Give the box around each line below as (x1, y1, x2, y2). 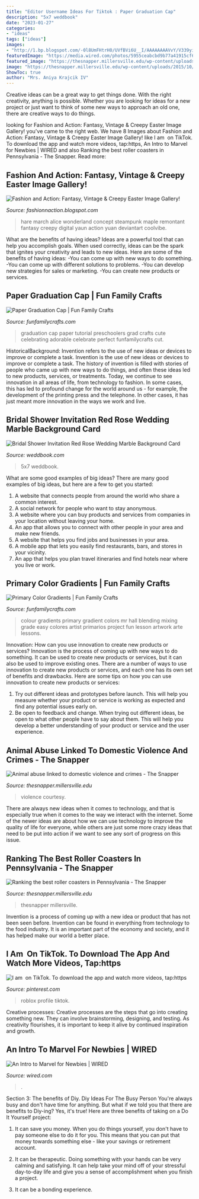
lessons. (20, 629, 41, 637)
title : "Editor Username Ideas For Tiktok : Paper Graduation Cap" (6, 8, 176, 15)
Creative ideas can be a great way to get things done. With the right (6, 91, 172, 98)
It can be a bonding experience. (14, 1186, 93, 1193)
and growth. (6, 1027, 36, 1034)
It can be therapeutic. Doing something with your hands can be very (14, 1155, 181, 1162)
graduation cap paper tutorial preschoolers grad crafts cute (20, 330, 166, 337)
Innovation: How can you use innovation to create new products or (6, 641, 169, 648)
